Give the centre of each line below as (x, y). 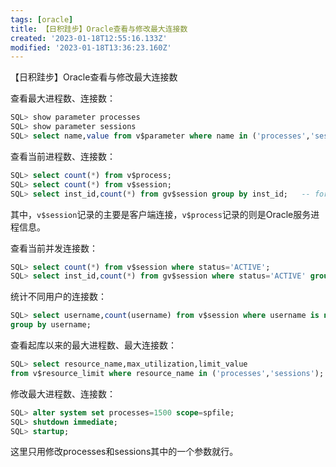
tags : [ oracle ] (42, 19)
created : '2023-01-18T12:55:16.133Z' (89, 38)
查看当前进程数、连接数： (63, 156)
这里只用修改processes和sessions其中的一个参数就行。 (124, 452)
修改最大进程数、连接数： (63, 393)
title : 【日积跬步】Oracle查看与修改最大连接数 (99, 29)
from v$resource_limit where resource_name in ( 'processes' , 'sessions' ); (167, 373)
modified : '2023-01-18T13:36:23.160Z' (91, 47)
